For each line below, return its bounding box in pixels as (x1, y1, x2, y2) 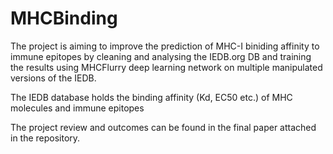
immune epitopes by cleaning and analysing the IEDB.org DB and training (10, 50, 312, 62)
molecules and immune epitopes (10, 102, 145, 114)
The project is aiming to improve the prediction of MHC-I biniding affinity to (10, 40, 320, 52)
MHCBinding (10, 7, 118, 30)
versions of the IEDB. (10, 72, 97, 84)
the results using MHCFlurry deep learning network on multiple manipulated (10, 61, 323, 73)
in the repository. (10, 132, 81, 144)
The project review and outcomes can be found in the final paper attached (10, 121, 317, 133)
